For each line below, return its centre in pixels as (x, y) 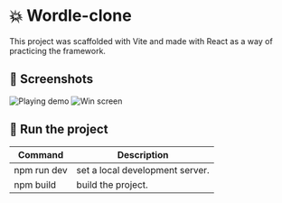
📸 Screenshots (52, 79)
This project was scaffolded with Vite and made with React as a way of (141, 41)
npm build (35, 184)
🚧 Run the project (59, 129)
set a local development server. (143, 170)
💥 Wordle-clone (71, 16)
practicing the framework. (58, 51)
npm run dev (41, 170)
